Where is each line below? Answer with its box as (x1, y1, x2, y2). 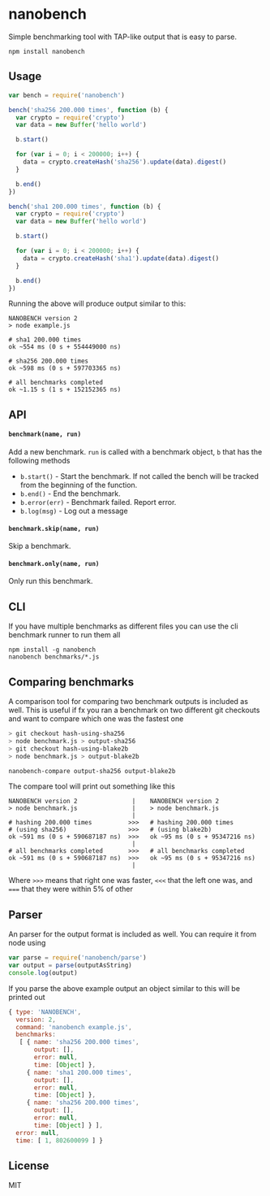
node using (8, 938, 46, 948)
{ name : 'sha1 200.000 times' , (26, 1068, 132, 1076)
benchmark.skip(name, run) (8, 524, 100, 533)
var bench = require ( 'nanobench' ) (8, 91, 126, 99)
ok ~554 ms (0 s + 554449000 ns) (8, 343, 122, 351)
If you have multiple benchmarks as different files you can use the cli (8, 621, 238, 631)
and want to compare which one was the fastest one (8, 714, 184, 724)
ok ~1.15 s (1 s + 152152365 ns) (8, 385, 122, 394)
